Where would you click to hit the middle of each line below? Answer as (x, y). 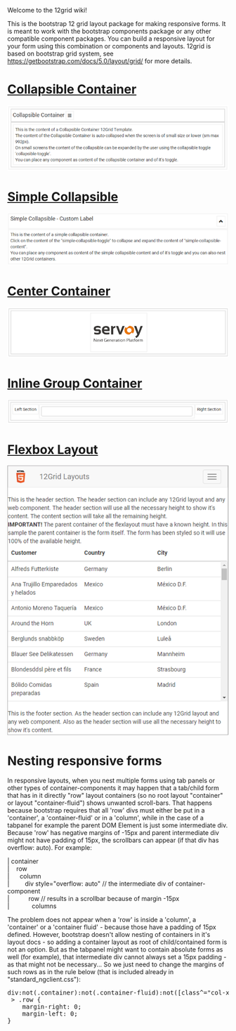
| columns (32, 906)
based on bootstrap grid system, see (60, 53)
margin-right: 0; (52, 1006)
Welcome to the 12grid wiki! (47, 10)
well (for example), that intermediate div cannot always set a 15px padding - (117, 957)
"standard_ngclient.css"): (44, 979)
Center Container (59, 291)
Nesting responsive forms (85, 761)
